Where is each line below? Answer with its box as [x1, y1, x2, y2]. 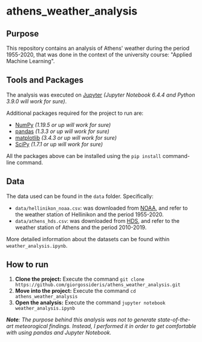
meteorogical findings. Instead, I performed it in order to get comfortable [15, 323, 197, 330]
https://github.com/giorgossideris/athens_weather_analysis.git [15, 282, 181, 288]
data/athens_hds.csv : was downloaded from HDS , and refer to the [15, 217, 180, 224]
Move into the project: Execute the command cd [15, 287, 136, 295]
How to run [6, 259, 49, 270]
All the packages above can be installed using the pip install [6, 152, 161, 159]
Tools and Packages [6, 75, 83, 86]
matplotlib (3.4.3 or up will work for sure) [15, 134, 117, 141]
